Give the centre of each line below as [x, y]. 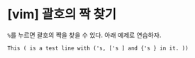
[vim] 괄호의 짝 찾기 [62, 14]
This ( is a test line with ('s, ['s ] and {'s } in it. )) [98, 48]
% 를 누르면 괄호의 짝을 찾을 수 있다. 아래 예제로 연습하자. [84, 35]
